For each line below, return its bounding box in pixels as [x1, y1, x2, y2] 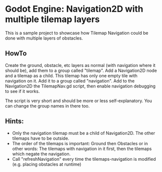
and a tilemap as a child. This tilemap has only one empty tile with [5, 72, 138, 79]
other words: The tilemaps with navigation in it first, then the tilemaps [12, 146, 152, 151]
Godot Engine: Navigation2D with [5, 3, 143, 15]
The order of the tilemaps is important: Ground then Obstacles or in [12, 140, 148, 146]
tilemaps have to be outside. [12, 135, 69, 141]
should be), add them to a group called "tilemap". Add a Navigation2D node [5, 67, 157, 73]
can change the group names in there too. [5, 103, 90, 108]
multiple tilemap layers [5, 14, 100, 25]
